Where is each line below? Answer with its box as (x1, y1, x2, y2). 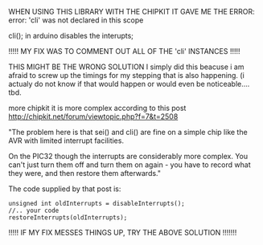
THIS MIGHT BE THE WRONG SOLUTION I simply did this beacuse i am (8, 62, 245, 71)
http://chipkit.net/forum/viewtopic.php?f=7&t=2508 (8, 112, 179, 121)
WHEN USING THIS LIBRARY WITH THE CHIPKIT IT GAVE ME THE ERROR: (8, 7, 255, 16)
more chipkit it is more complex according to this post (8, 104, 187, 112)
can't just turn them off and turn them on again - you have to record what (8, 160, 251, 169)
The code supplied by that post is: (8, 184, 121, 194)
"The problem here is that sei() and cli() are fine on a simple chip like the (8, 128, 248, 137)
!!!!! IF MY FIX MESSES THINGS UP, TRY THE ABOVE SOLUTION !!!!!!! (8, 228, 237, 237)
